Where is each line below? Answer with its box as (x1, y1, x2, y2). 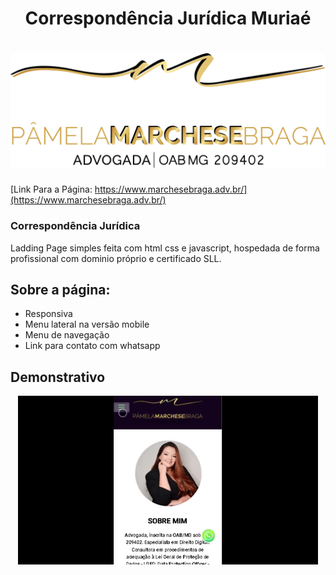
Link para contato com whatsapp (24, 340, 161, 352)
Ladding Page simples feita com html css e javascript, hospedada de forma (10, 242, 320, 254)
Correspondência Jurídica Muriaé (24, 7, 312, 30)
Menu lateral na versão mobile (24, 318, 150, 331)
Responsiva (24, 308, 73, 320)
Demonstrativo (10, 368, 106, 386)
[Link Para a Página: (10, 183, 93, 196)
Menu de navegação (24, 329, 110, 341)
